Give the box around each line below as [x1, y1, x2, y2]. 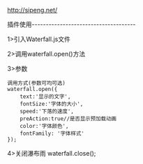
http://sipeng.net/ [7, 6, 58, 14]
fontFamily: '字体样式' [20, 130, 85, 137]
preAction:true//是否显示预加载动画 [20, 115, 117, 122]
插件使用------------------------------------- [7, 20, 136, 28]
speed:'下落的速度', [20, 108, 75, 115]
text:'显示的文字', [20, 93, 71, 100]
